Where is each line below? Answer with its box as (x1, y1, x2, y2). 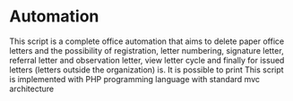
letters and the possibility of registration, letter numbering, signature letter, (9, 45, 284, 55)
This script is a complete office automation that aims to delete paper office (9, 36, 285, 46)
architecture (9, 83, 55, 94)
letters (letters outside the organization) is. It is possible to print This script (9, 64, 284, 75)
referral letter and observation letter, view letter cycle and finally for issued (9, 55, 285, 65)
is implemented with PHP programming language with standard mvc (9, 73, 260, 84)
